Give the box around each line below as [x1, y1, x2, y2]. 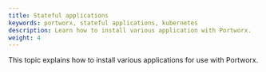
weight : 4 [8, 33, 42, 42]
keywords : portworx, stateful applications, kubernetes [8, 19, 198, 27]
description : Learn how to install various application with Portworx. [8, 26, 252, 34]
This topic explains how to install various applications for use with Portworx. [8, 55, 259, 65]
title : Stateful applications [8, 11, 109, 20]
